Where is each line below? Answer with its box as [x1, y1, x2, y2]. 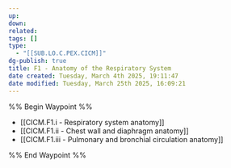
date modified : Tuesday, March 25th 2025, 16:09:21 [8, 79, 186, 87]
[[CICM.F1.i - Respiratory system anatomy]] [19, 117, 165, 127]
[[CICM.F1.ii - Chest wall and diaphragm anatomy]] [19, 126, 189, 136]
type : [8, 42, 27, 50]
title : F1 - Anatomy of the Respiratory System [8, 65, 172, 73]
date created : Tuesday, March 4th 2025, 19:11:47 [8, 72, 179, 80]
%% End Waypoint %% [8, 150, 86, 160]
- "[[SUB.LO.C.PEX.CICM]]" [15, 49, 107, 57]
